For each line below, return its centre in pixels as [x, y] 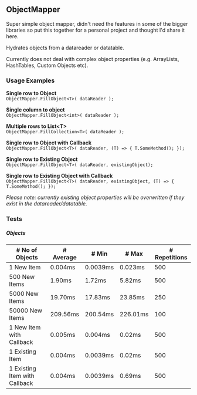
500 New [22, 277]
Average [65, 257]
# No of [27, 250]
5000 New [24, 294]
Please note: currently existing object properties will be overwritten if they [95, 197]
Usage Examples [30, 80]
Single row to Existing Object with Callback [60, 176]
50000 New [26, 310]
